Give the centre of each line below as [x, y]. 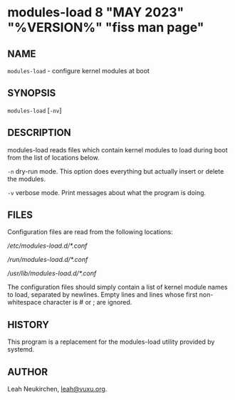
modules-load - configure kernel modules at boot [78, 71]
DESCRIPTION [39, 133]
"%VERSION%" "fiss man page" [106, 27]
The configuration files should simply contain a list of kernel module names [117, 287]
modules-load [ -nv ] [35, 110]
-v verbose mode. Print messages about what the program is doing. [107, 192]
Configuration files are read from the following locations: [90, 232]
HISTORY [28, 325]
